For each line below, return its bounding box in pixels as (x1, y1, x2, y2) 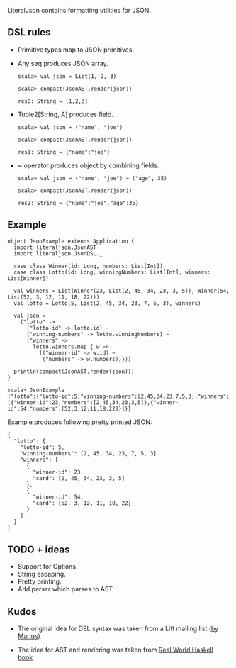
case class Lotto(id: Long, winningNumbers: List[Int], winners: (13, 269, 211, 276)
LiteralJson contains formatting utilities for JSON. (7, 6, 151, 14)
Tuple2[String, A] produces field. (17, 110, 113, 118)
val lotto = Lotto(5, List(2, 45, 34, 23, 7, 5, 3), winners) (13, 299, 201, 307)
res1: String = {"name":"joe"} (17, 148, 111, 155)
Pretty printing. (17, 577, 62, 586)
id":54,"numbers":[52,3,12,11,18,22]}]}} (7, 405, 132, 412)
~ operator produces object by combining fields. (17, 161, 159, 169)
